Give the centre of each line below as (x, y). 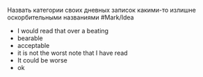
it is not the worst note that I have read (72, 53)
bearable (30, 38)
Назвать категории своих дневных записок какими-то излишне (101, 10)
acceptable (33, 45)
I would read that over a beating (63, 31)
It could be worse (42, 60)
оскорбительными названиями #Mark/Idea (71, 17)
